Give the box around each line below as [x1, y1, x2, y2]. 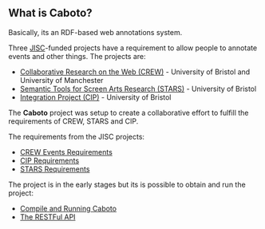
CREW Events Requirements [19, 147, 113, 156]
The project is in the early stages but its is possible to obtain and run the [8, 180, 246, 189]
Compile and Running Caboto [19, 203, 117, 213]
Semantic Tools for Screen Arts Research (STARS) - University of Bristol [19, 84, 257, 93]
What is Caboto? [8, 6, 93, 20]
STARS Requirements [19, 164, 90, 174]
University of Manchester [19, 75, 104, 85]
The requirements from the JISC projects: [8, 132, 145, 141]
